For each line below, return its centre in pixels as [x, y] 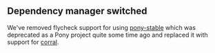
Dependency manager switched [77, 11]
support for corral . [33, 42]
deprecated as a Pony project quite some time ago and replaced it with [107, 35]
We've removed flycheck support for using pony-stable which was [102, 27]
